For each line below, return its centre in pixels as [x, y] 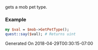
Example [16, 19]
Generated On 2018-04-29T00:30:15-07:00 [49, 44]
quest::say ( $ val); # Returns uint [41, 34]
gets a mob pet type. [26, 7]
